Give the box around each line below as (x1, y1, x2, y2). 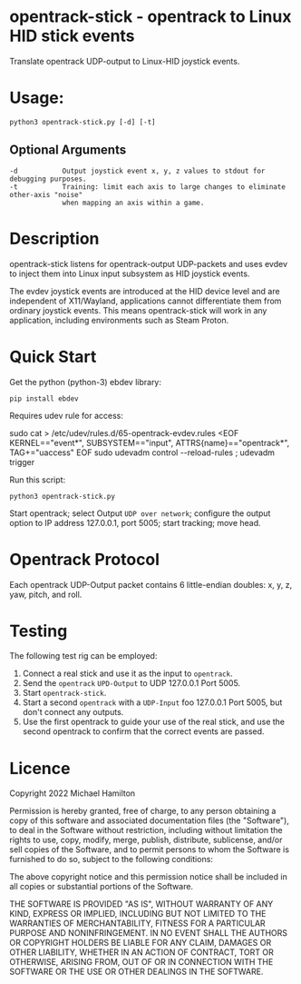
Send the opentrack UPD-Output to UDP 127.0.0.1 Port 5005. (22, 678, 241, 689)
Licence (9, 758, 71, 779)
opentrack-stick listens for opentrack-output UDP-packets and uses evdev (9, 258, 288, 269)
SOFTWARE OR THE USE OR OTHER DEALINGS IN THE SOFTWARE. (9, 966, 264, 978)
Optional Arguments (9, 143, 127, 158)
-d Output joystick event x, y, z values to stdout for (9, 166, 266, 175)
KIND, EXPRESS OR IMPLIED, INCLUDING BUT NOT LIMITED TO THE (9, 909, 267, 919)
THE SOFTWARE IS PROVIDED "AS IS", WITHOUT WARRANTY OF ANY (9, 899, 274, 909)
